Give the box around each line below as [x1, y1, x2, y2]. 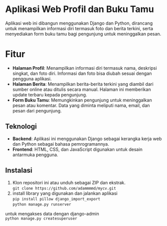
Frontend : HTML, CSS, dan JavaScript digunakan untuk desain [12, 146, 143, 152]
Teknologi [5, 122, 37, 131]
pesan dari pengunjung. [12, 107, 62, 114]
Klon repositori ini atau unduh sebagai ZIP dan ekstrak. [12, 179, 126, 185]
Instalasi [5, 166, 33, 175]
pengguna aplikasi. [12, 75, 52, 81]
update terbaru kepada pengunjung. [12, 91, 87, 97]
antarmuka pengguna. [12, 152, 59, 158]
